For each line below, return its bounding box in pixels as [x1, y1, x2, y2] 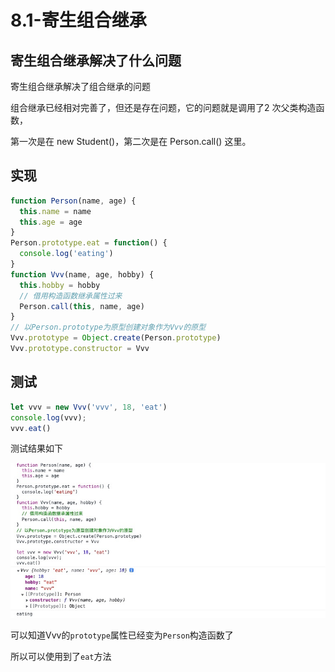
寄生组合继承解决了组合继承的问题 [10, 81, 151, 92]
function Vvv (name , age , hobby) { [10, 269, 155, 280]
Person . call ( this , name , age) [19, 301, 145, 311]
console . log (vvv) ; [10, 412, 87, 423]
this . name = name [19, 206, 92, 216]
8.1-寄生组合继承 [10, 9, 147, 32]
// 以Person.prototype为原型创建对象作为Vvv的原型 [10, 322, 207, 333]
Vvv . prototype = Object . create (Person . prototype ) [10, 333, 222, 343]
